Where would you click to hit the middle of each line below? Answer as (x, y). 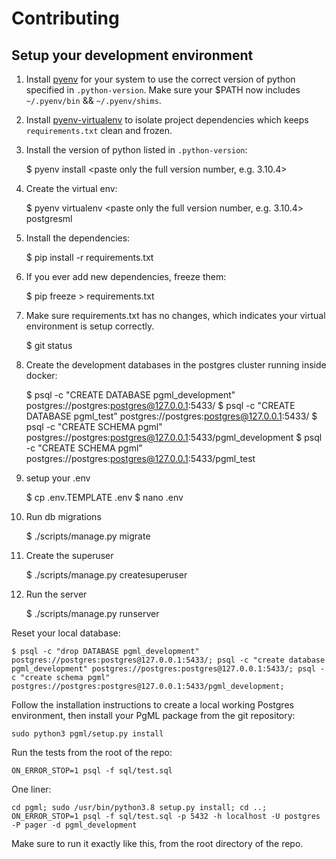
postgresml (49, 218)
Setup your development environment (132, 55)
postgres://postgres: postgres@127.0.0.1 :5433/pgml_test (140, 458)
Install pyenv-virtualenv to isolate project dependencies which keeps (167, 120)
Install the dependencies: (78, 238)
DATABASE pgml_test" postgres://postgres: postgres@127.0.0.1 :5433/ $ (171, 416)
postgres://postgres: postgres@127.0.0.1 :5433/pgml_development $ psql (174, 437)
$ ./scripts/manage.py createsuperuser (106, 575)
